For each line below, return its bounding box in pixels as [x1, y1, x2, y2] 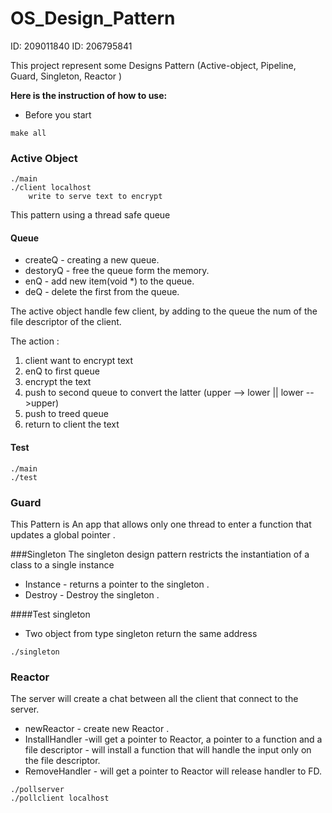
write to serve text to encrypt [28, 192, 163, 202]
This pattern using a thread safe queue [10, 209, 171, 221]
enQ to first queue [24, 365, 100, 377]
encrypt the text [24, 376, 92, 388]
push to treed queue [24, 408, 109, 420]
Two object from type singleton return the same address [24, 627, 258, 639]
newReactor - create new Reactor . [24, 723, 170, 735]
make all [10, 128, 47, 138]
